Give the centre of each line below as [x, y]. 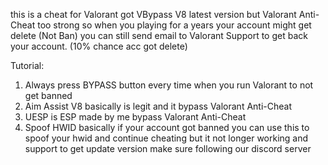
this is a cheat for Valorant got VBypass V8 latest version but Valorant [153, 14]
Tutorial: [27, 65]
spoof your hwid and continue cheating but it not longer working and [166, 138]
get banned [48, 95]
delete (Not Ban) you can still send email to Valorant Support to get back [159, 35]
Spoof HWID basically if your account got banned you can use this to [167, 127]
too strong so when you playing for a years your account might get [174, 25]
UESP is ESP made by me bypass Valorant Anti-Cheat [135, 117]
